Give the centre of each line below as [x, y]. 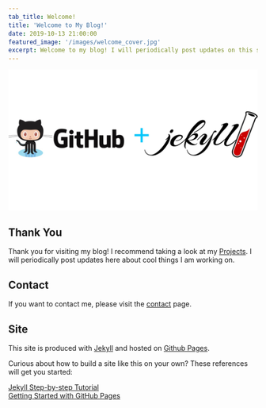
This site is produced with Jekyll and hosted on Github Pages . [109, 348]
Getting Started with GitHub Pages [65, 396]
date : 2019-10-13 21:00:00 [53, 33]
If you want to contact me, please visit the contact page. [100, 304]
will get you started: [40, 372]
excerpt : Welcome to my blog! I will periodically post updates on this [131, 50]
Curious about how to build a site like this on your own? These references [128, 364]
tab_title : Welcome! [42, 17]
